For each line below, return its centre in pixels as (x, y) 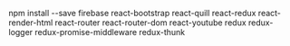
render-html (31, 23)
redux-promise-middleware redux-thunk (110, 32)
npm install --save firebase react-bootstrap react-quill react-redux (132, 13)
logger (21, 32)
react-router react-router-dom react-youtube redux (150, 23)
